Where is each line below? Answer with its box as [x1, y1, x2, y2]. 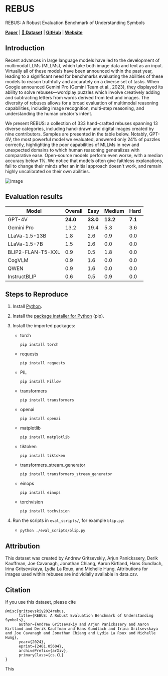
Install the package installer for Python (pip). [12, 313, 104, 319]
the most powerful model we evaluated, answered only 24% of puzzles [13, 136, 160, 142]
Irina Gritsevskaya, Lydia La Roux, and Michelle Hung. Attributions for [5, 566, 148, 572]
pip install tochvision [20, 509, 70, 514]
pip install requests [20, 361, 65, 366]
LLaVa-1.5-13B [8, 232, 47, 239]
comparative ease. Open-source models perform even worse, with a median [5, 152, 163, 158]
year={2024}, [18, 639, 46, 644]
